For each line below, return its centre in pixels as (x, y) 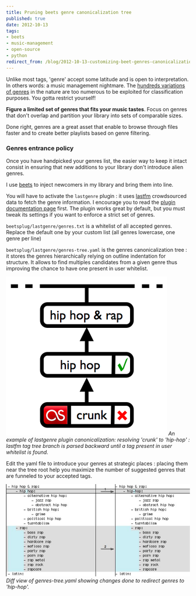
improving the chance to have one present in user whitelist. (77, 268)
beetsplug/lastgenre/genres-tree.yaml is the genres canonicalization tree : (97, 249)
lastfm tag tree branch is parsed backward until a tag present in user (89, 446)
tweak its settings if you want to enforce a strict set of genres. (80, 214)
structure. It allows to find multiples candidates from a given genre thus (92, 262)
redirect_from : (24, 61)
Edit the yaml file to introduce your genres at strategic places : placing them (97, 463)
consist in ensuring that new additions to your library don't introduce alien (95, 167)
